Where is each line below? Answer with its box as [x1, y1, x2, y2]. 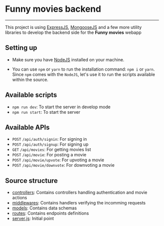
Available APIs [5, 123, 50, 131]
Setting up [5, 44, 38, 52]
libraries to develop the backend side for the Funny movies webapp [5, 29, 142, 35]
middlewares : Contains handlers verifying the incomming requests [12, 200, 146, 206]
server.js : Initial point [12, 216, 54, 222]
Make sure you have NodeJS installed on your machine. [12, 56, 124, 62]
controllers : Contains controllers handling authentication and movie [12, 190, 147, 196]
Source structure [5, 176, 58, 185]
